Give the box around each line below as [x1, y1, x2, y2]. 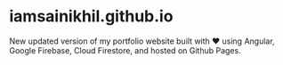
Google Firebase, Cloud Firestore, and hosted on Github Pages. [9, 45, 242, 55]
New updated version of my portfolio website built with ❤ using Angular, [9, 36, 275, 46]
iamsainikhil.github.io [9, 6, 174, 27]
